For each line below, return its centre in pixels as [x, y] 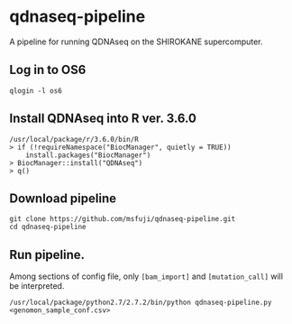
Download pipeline [63, 198]
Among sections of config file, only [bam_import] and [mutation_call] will [146, 276]
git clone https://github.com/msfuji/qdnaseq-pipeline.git [123, 219]
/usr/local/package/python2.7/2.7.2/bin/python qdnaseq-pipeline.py [141, 303]
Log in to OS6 [48, 70]
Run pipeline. [47, 255]
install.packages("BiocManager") [88, 155]
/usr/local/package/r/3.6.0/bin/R [74, 139]
